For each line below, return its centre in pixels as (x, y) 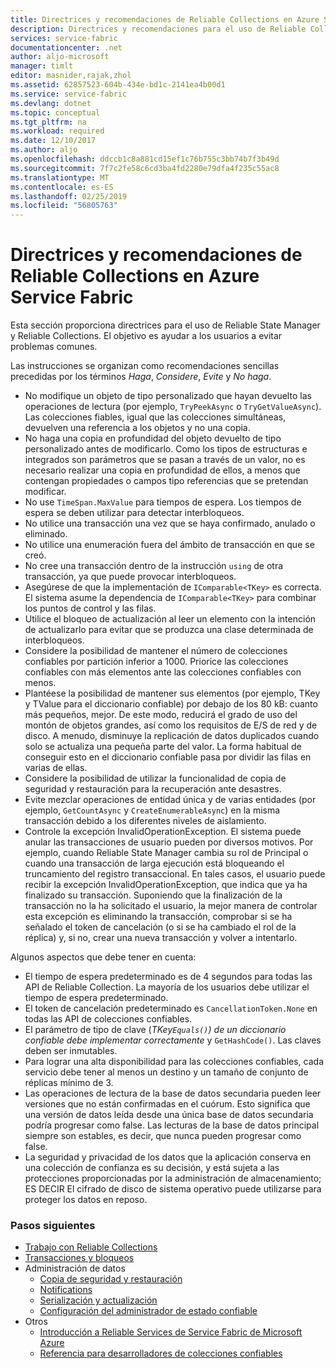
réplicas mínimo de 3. (69, 1083)
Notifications (66, 1290)
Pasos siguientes (53, 1225)
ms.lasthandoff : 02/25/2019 (69, 196)
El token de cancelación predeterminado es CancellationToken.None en (171, 1008)
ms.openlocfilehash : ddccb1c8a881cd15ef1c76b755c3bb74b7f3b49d (145, 159)
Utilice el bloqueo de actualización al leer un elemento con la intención (170, 619)
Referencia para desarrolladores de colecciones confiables (161, 1353)
